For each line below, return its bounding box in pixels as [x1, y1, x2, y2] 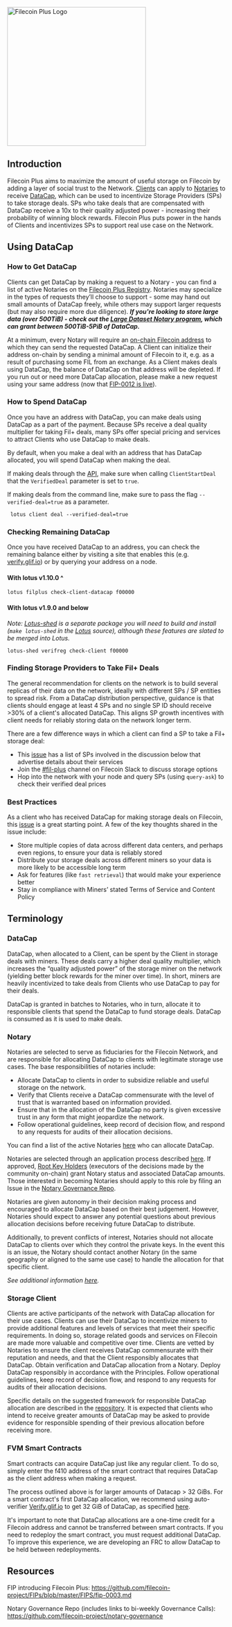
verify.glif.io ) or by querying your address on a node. [7, 558, 157, 566]
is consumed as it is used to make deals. [7, 1014, 123, 1023]
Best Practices [7, 797, 57, 807]
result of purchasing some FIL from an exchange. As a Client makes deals [7, 358, 217, 366]
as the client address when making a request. [7, 1473, 137, 1483]
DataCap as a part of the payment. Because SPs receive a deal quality [7, 420, 208, 429]
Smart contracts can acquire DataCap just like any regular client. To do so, [7, 1459, 220, 1467]
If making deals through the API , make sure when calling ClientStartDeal [7, 469, 216, 477]
